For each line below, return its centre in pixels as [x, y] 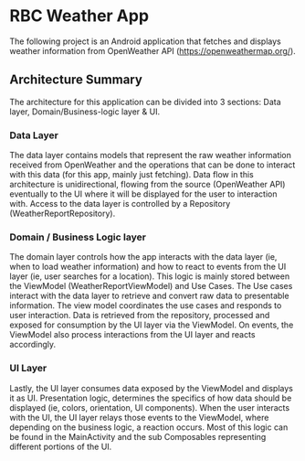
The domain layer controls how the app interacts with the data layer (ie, [143, 257]
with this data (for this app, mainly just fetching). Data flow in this [131, 175]
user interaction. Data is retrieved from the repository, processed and [140, 316]
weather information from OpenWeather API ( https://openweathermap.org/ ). [153, 50]
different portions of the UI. [61, 446]
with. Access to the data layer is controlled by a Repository [120, 204]
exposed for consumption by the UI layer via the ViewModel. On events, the [152, 325]
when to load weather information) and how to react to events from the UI [148, 267]
